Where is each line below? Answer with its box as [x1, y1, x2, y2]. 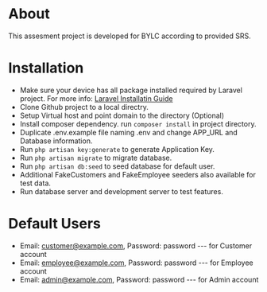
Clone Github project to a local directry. [19, 102, 149, 111]
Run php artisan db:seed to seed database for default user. [19, 161, 215, 171]
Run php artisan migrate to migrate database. [19, 153, 172, 162]
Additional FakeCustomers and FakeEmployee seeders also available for [19, 169, 256, 179]
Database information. [19, 136, 93, 146]
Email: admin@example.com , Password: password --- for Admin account [19, 274, 259, 284]
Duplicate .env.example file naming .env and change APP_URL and [19, 127, 238, 137]
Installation [8, 59, 84, 77]
